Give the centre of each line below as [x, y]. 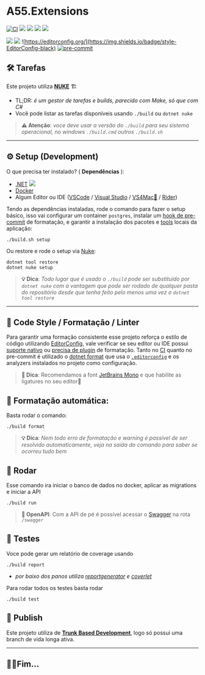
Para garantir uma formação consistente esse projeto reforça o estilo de [97, 337]
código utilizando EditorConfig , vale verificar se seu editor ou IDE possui [97, 344]
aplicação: [19, 228]
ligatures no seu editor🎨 [51, 382]
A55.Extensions [48, 11]
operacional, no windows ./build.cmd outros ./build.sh [92, 131]
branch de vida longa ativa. [41, 639]
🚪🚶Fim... [23, 664]
